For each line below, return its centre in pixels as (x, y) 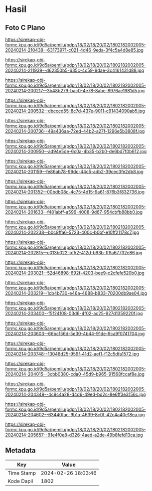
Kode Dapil (20, 481)
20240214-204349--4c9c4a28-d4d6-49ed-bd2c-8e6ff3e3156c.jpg (76, 394)
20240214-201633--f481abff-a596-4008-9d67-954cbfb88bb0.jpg (74, 212)
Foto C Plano (25, 28)
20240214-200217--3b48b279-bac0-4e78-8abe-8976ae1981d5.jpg (75, 90)
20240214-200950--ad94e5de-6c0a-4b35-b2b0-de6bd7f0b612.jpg (76, 151)
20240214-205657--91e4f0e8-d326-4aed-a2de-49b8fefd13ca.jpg (74, 435)
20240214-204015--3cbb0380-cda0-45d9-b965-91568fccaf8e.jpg (75, 374)
